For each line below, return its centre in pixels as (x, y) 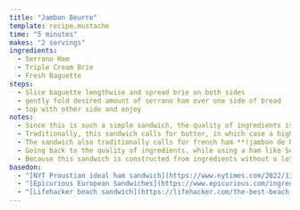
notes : (21, 117)
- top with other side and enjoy (79, 109)
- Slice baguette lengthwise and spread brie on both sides (131, 92)
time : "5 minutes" (43, 34)
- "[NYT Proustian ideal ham (71, 175)
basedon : (25, 167)
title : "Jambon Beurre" (54, 17)
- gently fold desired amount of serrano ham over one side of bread (149, 101)
